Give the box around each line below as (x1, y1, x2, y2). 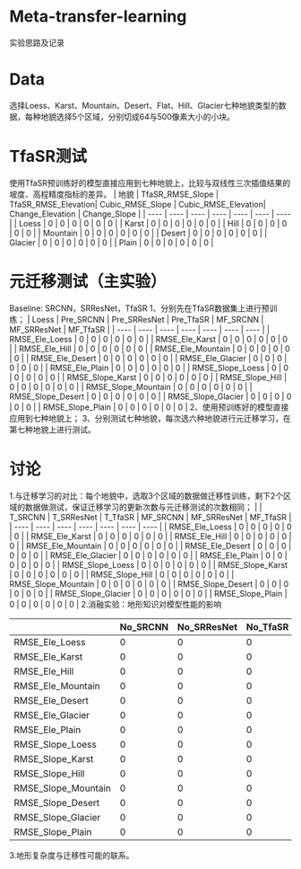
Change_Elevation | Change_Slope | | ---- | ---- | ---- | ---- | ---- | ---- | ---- (9, 208, 291, 219)
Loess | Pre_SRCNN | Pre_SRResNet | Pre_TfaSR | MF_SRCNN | (31, 314, 264, 324)
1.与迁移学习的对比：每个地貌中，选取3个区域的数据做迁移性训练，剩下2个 (9, 490, 284, 501)
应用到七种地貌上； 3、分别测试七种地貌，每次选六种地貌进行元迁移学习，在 (9, 412, 291, 423)
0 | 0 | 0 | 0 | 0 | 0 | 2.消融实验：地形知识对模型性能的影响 (9, 599, 222, 609)
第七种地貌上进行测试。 (9, 424, 96, 435)
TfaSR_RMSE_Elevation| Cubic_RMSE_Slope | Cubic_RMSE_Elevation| (9, 199, 266, 209)
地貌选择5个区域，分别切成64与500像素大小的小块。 (39, 111, 235, 122)
